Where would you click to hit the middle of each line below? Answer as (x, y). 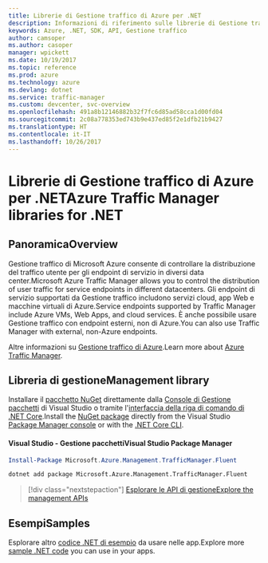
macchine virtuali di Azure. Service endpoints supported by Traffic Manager (132, 306)
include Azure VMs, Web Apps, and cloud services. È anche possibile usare (132, 314)
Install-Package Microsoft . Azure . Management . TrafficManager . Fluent (123, 460)
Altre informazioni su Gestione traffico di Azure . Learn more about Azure (126, 347)
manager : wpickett (39, 53)
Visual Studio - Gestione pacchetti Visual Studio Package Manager (120, 443)
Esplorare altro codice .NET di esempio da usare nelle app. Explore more (126, 542)
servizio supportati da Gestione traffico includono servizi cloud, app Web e (131, 297)
